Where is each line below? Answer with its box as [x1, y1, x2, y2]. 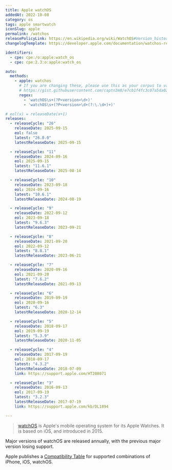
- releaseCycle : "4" [10, 347, 54, 352]
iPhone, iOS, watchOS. [5, 459, 53, 465]
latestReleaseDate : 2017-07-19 [14, 399, 81, 404]
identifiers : [5, 50, 33, 55]
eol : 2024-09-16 [14, 187, 50, 192]
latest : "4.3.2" [14, 361, 50, 367]
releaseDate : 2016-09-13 [14, 385, 68, 390]
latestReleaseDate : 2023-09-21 [14, 225, 81, 230]
